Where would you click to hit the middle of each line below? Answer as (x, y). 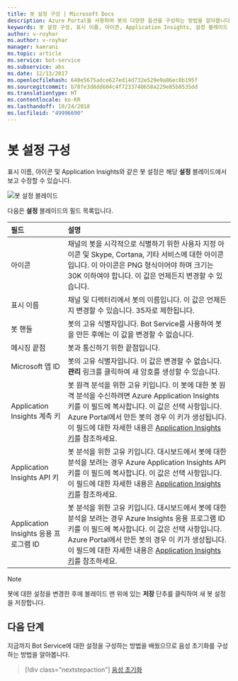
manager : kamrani (33, 47)
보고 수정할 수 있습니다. (40, 180)
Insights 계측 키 (36, 416)
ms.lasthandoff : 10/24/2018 (49, 107)
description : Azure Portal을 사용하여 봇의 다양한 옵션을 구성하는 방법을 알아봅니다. (120, 21)
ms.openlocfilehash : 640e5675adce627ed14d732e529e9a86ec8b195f (103, 80)
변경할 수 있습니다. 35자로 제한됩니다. (135, 310)
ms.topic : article (34, 54)
